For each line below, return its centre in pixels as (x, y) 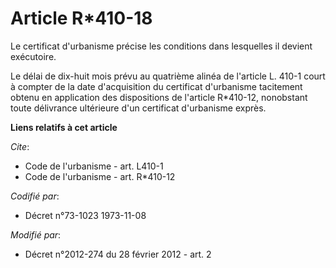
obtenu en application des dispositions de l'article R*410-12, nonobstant (159, 97)
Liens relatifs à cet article (64, 127)
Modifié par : (36, 234)
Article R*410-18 (81, 18)
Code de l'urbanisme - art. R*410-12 (100, 176)
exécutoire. (33, 56)
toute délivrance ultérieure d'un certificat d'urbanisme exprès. (138, 108)
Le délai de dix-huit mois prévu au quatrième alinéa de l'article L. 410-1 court (168, 76)
